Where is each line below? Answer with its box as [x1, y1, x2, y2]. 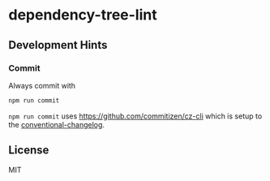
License [8, 144, 49, 157]
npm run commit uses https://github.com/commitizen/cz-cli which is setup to [8, 111, 263, 121]
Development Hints [8, 38, 108, 52]
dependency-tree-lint [8, 6, 157, 24]
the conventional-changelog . [8, 119, 105, 129]
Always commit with [8, 80, 75, 90]
